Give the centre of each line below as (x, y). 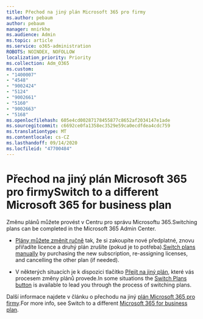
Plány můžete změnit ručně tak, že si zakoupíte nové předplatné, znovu (105, 240)
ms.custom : (20, 69)
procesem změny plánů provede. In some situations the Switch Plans (101, 278)
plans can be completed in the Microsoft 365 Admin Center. (81, 228)
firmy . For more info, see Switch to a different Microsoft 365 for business (97, 303)
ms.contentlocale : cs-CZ (38, 137)
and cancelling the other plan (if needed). (67, 260)
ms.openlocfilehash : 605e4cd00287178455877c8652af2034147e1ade (88, 120)
